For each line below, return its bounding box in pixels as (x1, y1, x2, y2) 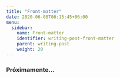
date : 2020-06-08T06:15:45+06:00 (6, 14, 88, 20)
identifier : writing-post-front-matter (16, 36, 115, 41)
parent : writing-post (16, 41, 69, 47)
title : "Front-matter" (6, 8, 62, 15)
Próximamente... (6, 65, 55, 73)
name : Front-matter (16, 30, 65, 36)
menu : (6, 19, 19, 25)
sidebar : (11, 24, 33, 31)
